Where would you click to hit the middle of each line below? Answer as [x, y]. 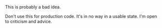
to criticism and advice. [29, 21]
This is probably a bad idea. [33, 7]
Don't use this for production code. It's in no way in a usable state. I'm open [81, 16]
